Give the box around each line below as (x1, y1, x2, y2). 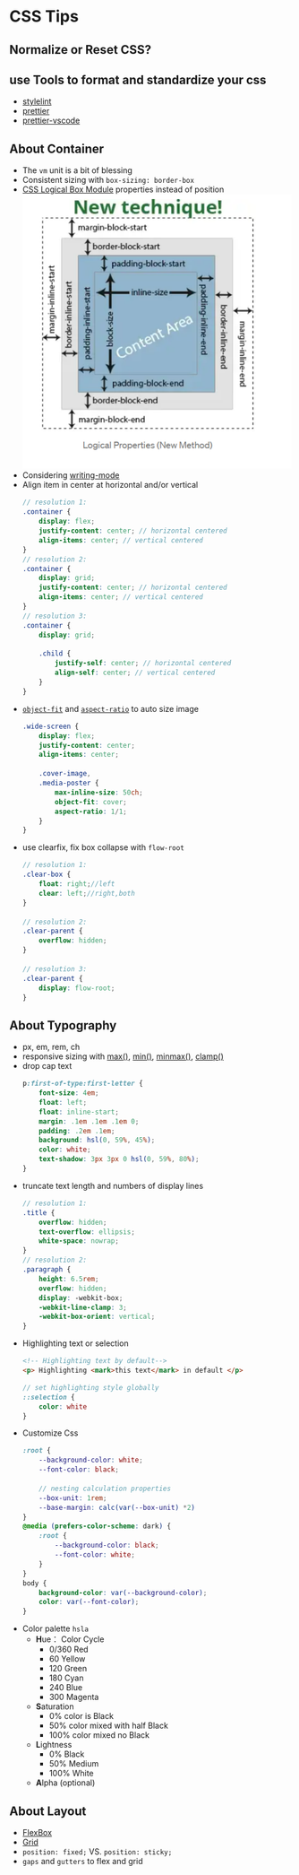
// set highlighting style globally (21, 1383, 159, 1392)
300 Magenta (48, 1692, 99, 1703)
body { (21, 1578, 47, 1588)
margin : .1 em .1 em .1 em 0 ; (38, 1116, 140, 1126)
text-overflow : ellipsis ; (38, 1227, 136, 1237)
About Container (9, 141, 105, 156)
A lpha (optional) (35, 1777, 96, 1788)
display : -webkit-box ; (38, 1293, 124, 1302)
